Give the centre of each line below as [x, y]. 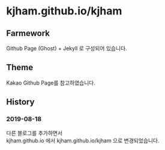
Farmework [28, 33]
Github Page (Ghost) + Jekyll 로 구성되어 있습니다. [67, 48]
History [20, 102]
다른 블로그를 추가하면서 [34, 133]
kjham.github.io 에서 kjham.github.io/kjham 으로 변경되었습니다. [83, 140]
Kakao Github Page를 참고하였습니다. [51, 83]
